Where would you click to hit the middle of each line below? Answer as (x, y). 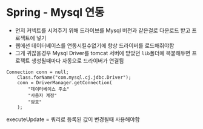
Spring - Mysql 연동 (55, 12)
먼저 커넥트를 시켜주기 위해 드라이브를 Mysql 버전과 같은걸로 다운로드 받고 (103, 30)
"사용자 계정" (43, 95)
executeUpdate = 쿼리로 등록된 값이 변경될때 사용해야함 (73, 119)
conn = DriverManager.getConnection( (65, 82)
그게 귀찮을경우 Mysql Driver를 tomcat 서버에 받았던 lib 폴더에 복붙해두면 (103, 53)
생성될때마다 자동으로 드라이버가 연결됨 (78, 61)
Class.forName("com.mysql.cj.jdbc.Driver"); (74, 77)
